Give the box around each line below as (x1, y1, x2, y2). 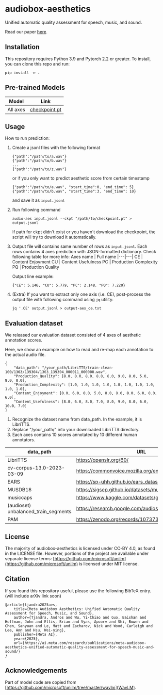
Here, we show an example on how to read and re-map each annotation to (5, 347, 154, 353)
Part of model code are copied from (5, 679, 77, 685)
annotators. (12, 437, 35, 443)
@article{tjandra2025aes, (5, 602, 57, 607)
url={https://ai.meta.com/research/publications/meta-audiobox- (14, 640, 147, 646)
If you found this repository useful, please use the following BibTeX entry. (5, 588, 151, 594)
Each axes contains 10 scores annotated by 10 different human (12, 432, 137, 437)
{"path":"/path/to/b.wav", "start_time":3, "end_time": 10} (12, 189, 136, 194)
